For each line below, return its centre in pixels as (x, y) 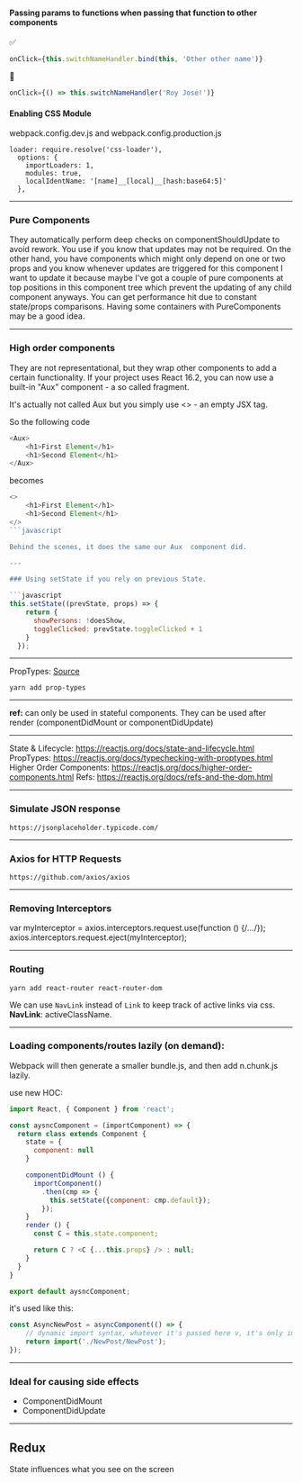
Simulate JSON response (65, 809)
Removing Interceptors (61, 908)
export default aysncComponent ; (70, 1291)
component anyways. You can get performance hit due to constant (133, 297)
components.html (42, 777)
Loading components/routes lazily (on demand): (117, 1046)
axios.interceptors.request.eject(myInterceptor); (98, 937)
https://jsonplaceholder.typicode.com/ (84, 827)
